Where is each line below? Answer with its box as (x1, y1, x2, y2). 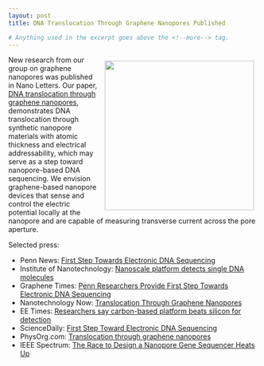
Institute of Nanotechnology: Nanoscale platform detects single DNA (19, 264, 245, 274)
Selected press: (8, 240, 60, 250)
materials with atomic (8, 132, 79, 141)
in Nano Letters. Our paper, (8, 81, 98, 90)
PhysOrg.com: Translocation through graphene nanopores (19, 332, 212, 341)
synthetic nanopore (8, 123, 72, 132)
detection (19, 315, 52, 325)
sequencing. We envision (8, 174, 91, 183)
